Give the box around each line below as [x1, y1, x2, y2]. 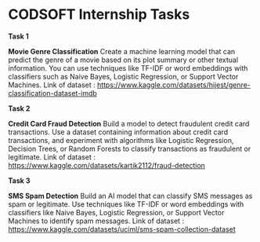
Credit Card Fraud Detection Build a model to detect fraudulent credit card [8, 119, 250, 128]
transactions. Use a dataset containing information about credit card [8, 127, 229, 137]
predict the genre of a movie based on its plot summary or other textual [8, 55, 239, 64]
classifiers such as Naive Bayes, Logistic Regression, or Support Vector [8, 71, 239, 81]
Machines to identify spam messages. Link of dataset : [8, 216, 185, 225]
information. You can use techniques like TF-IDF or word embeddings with [8, 63, 248, 72]
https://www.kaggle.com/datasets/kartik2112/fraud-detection [8, 160, 206, 170]
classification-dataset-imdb [8, 88, 98, 97]
